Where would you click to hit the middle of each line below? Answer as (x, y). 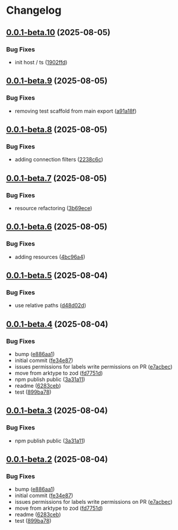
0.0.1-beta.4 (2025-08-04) (57, 324)
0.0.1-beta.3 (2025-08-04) (57, 411)
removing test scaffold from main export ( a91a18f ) (76, 111)
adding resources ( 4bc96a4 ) (50, 257)
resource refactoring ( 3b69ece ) (53, 208)
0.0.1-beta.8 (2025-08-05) (57, 130)
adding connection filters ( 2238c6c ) (59, 160)
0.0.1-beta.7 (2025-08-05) (57, 178)
